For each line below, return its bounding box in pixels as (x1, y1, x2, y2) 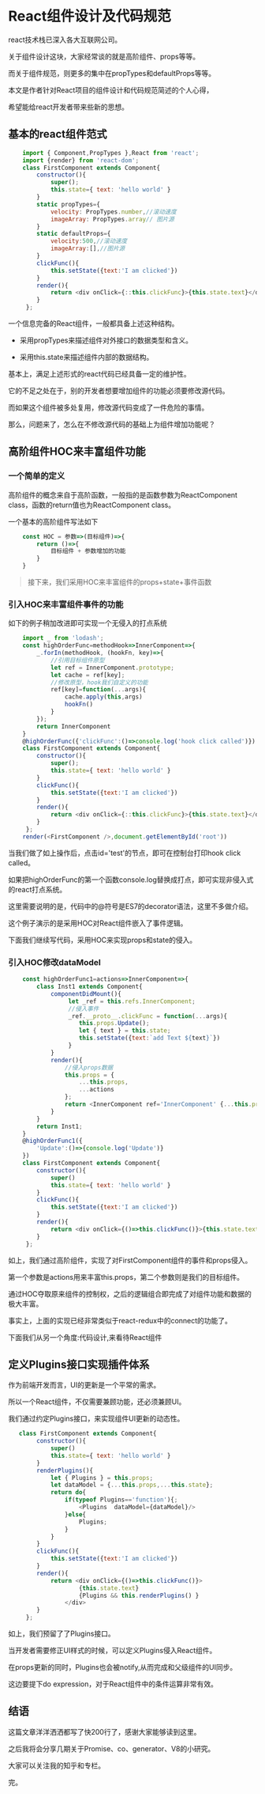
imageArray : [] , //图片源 (50, 244, 125, 253)
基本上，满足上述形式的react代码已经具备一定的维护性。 (8, 369, 191, 378)
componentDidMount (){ (50, 990, 122, 997)
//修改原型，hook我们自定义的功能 (50, 678, 148, 687)
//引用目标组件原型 (50, 656, 105, 664)
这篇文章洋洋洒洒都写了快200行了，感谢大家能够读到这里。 (8, 1727, 201, 1736)
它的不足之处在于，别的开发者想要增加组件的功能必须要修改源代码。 (8, 386, 230, 396)
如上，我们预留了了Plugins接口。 (8, 1629, 116, 1638)
